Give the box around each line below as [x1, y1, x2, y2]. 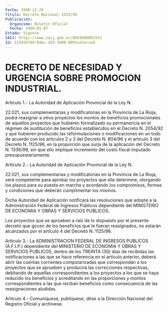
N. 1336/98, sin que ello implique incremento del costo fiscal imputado [5, 146, 151, 152]
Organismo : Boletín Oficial [10, 21, 69, 27]
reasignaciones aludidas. [5, 285, 57, 291]
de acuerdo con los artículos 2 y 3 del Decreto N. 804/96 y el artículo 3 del [5, 136, 160, 142]
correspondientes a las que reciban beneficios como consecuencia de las [5, 280, 158, 286]
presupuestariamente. [5, 151, 51, 158]
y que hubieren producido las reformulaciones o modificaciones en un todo [5, 130, 161, 136]
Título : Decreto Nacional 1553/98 [5, 12, 78, 17]
